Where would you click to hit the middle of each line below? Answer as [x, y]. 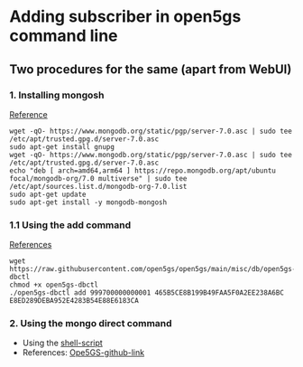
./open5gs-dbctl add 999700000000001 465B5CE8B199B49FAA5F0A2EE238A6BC [147, 293]
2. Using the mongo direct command [91, 324]
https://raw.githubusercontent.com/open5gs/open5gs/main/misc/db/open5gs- [153, 269]
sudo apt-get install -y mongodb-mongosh [88, 202]
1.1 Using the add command [70, 225]
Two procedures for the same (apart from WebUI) [151, 69]
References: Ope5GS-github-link [83, 353]
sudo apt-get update [48, 194]
